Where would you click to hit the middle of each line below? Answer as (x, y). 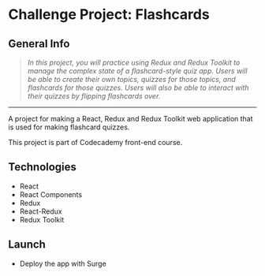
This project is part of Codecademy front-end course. (95, 142)
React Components (51, 194)
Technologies (43, 167)
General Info (39, 44)
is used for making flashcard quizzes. (69, 127)
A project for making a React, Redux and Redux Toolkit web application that (131, 119)
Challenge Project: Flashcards (109, 15)
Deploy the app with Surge (63, 263)
